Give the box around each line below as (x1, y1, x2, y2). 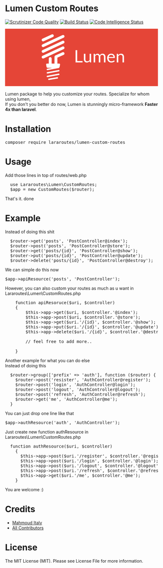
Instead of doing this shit (5, 229, 55, 235)
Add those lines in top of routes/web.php (5, 172, 87, 178)
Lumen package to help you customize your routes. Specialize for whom (5, 91, 150, 97)
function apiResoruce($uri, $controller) (15, 300, 115, 305)
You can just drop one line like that (5, 410, 74, 416)
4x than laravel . (5, 106, 37, 112)
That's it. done (5, 195, 34, 202)
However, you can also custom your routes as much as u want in (5, 285, 134, 291)
